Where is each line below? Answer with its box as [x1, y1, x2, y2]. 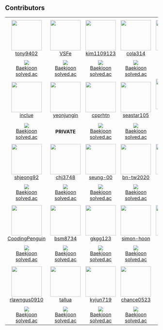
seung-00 [89, 174, 113, 181]
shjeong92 [14, 174, 39, 181]
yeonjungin [52, 112, 79, 119]
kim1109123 [85, 50, 116, 57]
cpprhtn [91, 112, 110, 119]
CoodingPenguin [7, 235, 46, 242]
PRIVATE [55, 128, 76, 135]
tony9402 [15, 50, 38, 57]
